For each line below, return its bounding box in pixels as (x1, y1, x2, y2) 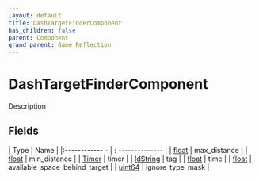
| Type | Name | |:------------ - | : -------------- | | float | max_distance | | (8, 145, 248, 155)
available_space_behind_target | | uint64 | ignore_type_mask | (8, 162, 210, 171)
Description (8, 101, 46, 111)
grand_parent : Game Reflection (8, 41, 112, 49)
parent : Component (8, 33, 69, 42)
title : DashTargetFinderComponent (8, 19, 123, 27)
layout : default (8, 11, 62, 20)
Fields (8, 124, 40, 138)
